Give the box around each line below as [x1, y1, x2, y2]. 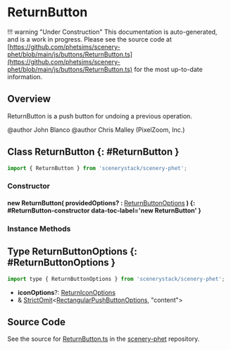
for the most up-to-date [133, 65, 203, 73]
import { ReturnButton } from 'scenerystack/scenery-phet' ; [7, 164, 188, 171]
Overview [7, 93, 51, 105]
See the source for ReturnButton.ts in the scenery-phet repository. [7, 334, 200, 343]
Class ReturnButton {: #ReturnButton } [7, 146, 180, 158]
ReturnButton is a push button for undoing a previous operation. [7, 111, 192, 120]
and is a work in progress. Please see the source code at [7, 35, 173, 43]
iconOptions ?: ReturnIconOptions [17, 288, 116, 296]
